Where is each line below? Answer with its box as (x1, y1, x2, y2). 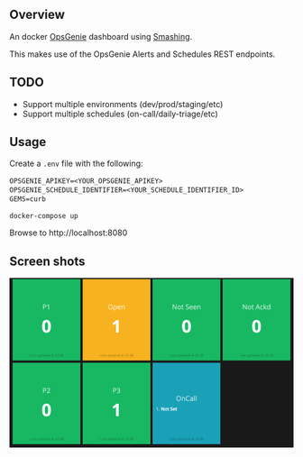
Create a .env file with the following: (9, 158, 143, 169)
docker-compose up (9, 212, 78, 221)
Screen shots (9, 253, 86, 269)
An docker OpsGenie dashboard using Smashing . (9, 31, 193, 41)
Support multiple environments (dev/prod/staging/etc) (22, 98, 224, 109)
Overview (9, 7, 66, 23)
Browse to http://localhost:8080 (9, 227, 128, 238)
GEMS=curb (9, 195, 47, 204)
